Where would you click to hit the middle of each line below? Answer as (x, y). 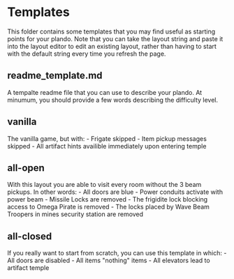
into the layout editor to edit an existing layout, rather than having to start (112, 46)
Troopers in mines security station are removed (75, 214)
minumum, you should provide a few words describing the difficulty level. (113, 100)
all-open (26, 168)
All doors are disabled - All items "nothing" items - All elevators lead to (109, 261)
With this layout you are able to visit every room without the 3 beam (104, 185)
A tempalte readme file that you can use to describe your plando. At (105, 92)
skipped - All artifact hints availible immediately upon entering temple (107, 146)
